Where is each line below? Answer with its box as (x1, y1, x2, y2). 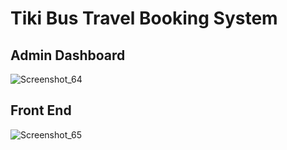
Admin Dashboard (10, 47, 126, 64)
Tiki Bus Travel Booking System (10, 7, 278, 30)
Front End (10, 102, 72, 119)
